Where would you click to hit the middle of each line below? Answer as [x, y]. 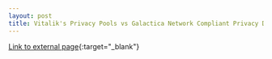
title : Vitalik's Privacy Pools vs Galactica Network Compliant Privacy [134, 23]
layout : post [30, 16]
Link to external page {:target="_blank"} [74, 46]
